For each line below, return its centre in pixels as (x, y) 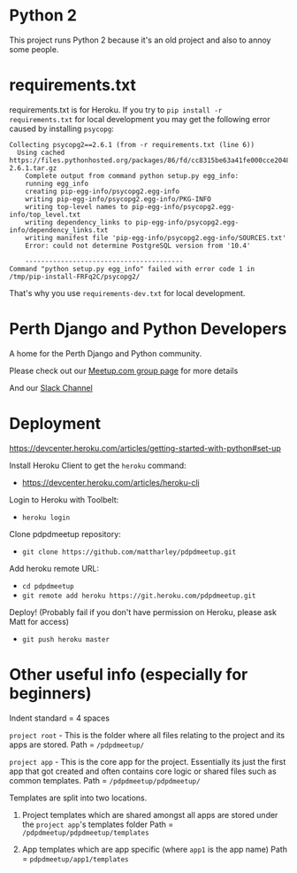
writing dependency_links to (79, 222)
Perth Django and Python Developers (148, 329)
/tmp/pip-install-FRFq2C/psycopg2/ (75, 277)
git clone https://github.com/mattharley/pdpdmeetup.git (129, 552)
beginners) (50, 693)
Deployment (55, 424)
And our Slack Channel (51, 387)
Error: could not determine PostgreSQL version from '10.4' (138, 246)
